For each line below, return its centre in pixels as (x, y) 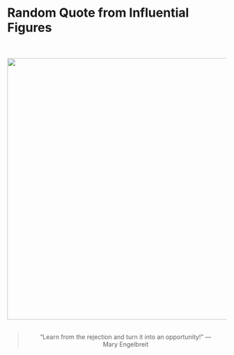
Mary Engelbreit (126, 344)
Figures (30, 28)
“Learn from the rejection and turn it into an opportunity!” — (126, 337)
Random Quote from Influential (98, 13)
